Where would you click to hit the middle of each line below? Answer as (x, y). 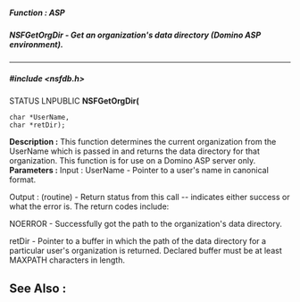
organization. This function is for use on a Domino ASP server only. (133, 161)
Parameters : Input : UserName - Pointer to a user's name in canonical (139, 171)
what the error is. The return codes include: (89, 206)
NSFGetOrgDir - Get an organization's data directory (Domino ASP (135, 35)
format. (23, 180)
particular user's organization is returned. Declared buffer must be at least (146, 251)
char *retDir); (37, 125)
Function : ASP (37, 13)
